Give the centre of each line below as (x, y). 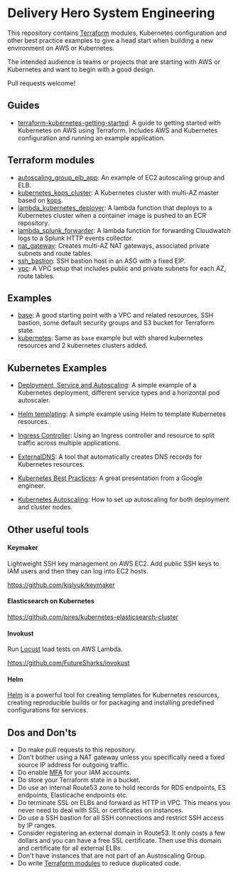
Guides (24, 106)
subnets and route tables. (55, 253)
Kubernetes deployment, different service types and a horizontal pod (119, 392)
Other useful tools (48, 530)
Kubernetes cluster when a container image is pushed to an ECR (112, 215)
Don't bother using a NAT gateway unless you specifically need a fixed (121, 757)
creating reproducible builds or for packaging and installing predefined (111, 702)
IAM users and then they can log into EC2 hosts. (78, 571)
